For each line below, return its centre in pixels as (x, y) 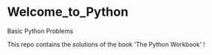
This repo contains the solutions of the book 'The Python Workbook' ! (106, 44)
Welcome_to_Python (68, 12)
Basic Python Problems (40, 31)
